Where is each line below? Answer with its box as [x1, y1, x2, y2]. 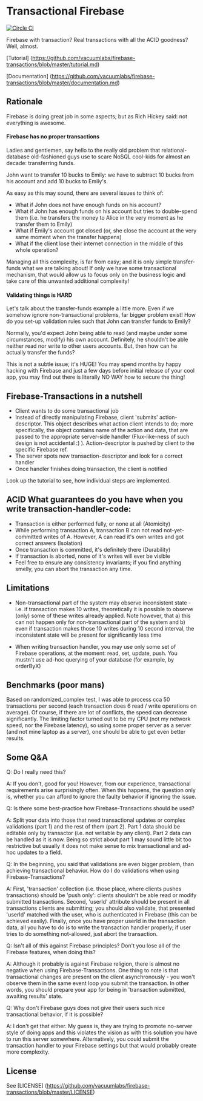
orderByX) [15, 662, 41, 669]
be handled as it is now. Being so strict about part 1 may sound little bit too [6, 836, 192, 843]
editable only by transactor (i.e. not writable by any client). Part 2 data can [6, 830, 191, 837]
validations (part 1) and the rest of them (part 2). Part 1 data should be [6, 823, 181, 830]
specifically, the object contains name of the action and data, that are [15, 426, 188, 433]
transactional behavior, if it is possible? [6, 1011, 104, 1018]
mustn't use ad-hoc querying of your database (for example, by [15, 656, 175, 663]
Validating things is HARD [6, 291, 73, 299]
